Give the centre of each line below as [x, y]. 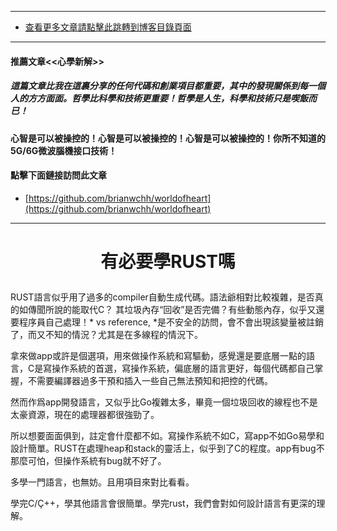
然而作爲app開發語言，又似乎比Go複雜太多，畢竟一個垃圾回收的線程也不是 [164, 402]
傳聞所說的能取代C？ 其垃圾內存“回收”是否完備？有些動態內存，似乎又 [172, 309]
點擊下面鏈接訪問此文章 [58, 175]
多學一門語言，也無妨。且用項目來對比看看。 [102, 482]
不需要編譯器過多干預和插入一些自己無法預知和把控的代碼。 [150, 380]
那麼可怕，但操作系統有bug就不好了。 [88, 460]
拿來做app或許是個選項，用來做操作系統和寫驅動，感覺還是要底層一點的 [158, 355]
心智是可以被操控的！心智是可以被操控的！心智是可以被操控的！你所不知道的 [168, 138]
